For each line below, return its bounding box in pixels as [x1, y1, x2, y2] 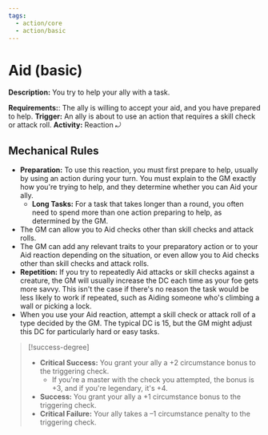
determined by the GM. [31, 216, 109, 226]
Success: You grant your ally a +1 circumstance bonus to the [39, 392, 242, 401]
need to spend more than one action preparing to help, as [31, 207, 222, 217]
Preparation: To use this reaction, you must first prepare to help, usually [19, 165, 258, 175]
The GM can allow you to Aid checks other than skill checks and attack [19, 225, 254, 235]
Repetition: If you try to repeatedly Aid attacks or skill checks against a [19, 268, 254, 277]
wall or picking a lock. [19, 301, 92, 311]
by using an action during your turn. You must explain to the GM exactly [19, 174, 257, 183]
